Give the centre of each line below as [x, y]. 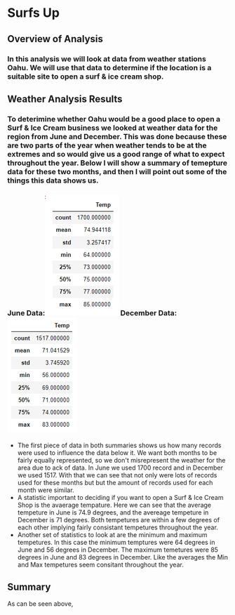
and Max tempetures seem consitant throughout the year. [100, 565]
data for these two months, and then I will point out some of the [117, 171]
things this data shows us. [53, 180]
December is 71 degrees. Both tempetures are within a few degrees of [118, 520]
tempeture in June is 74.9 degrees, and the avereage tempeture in [113, 512]
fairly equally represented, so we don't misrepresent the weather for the [121, 461]
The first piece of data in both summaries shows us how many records [119, 445]
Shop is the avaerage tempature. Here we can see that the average [114, 505]
